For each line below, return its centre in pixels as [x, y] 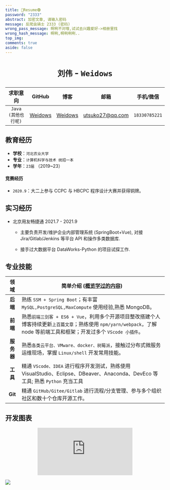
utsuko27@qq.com [106, 115]
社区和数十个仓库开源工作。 [54, 398]
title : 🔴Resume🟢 [23, 10]
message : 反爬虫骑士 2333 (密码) [38, 24]
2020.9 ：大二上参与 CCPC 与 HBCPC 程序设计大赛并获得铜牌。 [78, 191]
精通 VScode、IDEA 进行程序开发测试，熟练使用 [76, 366]
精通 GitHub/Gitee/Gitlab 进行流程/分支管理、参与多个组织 [92, 391]
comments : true [21, 43]
